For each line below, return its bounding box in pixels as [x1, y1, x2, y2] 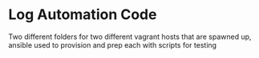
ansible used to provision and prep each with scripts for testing [8, 40, 217, 49]
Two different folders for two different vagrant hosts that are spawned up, [8, 32, 252, 41]
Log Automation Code [8, 6, 157, 24]
